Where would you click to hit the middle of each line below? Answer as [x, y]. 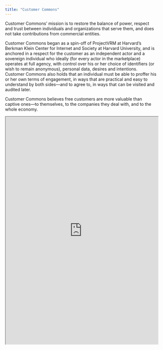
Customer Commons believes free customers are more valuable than [74, 99]
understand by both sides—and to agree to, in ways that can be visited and [80, 84]
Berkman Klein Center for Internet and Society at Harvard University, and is [80, 48]
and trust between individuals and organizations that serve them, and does [80, 28]
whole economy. [22, 109]
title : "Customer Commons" [32, 9]
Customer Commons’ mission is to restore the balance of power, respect [77, 23]
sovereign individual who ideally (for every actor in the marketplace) [73, 58]
